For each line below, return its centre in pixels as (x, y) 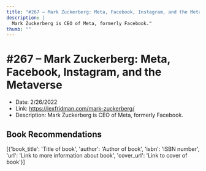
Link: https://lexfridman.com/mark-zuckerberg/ (75, 109)
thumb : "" (19, 29)
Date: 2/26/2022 (36, 102)
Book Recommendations (54, 134)
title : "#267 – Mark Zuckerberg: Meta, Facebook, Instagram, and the (97, 12)
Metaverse (34, 85)
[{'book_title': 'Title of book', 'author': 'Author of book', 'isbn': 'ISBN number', (103, 149)
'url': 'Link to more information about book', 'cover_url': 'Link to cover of (97, 155)
